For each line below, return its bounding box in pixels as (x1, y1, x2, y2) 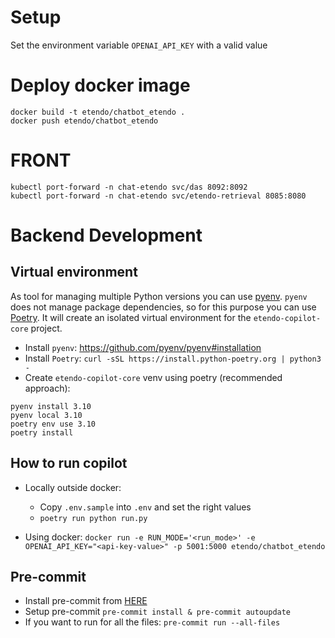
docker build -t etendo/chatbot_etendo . (10, 107, 186, 117)
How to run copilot (10, 455, 128, 472)
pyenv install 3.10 (10, 401, 92, 411)
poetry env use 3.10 (10, 419, 97, 429)
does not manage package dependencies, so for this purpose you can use (10, 301, 317, 313)
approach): (24, 382, 71, 394)
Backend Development (10, 224, 203, 246)
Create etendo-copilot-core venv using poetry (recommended (24, 371, 283, 383)
